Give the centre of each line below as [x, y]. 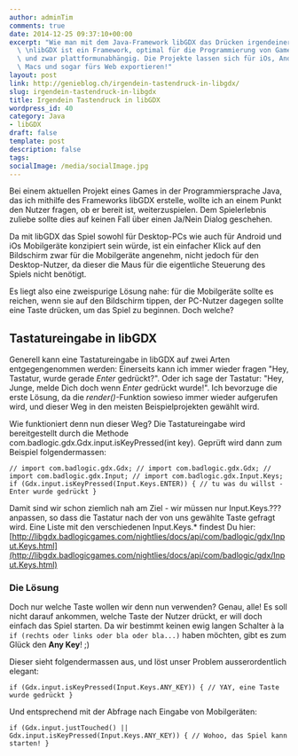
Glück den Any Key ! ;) [50, 645]
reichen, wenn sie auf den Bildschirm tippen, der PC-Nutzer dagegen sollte [146, 301]
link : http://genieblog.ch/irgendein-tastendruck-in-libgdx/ [125, 83]
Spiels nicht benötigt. [48, 274]
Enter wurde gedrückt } [53, 492]
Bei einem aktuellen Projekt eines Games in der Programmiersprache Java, [145, 191]
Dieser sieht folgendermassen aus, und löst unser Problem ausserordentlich [148, 662]
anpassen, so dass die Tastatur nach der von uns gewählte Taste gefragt [142, 518]
